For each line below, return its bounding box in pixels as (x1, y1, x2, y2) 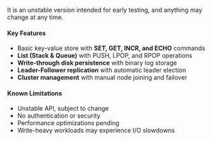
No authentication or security (17, 111, 101, 120)
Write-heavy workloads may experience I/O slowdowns (17, 127, 175, 135)
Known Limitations (7, 89, 62, 97)
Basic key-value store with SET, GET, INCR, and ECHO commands (17, 44, 206, 52)
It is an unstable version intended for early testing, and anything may (7, 6, 202, 14)
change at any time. (7, 13, 64, 21)
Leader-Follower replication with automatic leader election (17, 66, 186, 74)
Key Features (7, 29, 46, 37)
